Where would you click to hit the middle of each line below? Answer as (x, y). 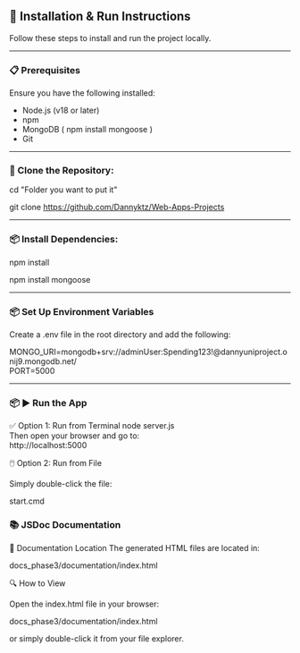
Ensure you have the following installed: (83, 93)
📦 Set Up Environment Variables (82, 311)
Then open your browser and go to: (75, 436)
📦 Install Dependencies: (64, 240)
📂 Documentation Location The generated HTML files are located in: (135, 547)
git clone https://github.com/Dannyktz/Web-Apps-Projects (117, 208)
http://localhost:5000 (48, 445)
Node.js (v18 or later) (61, 110)
